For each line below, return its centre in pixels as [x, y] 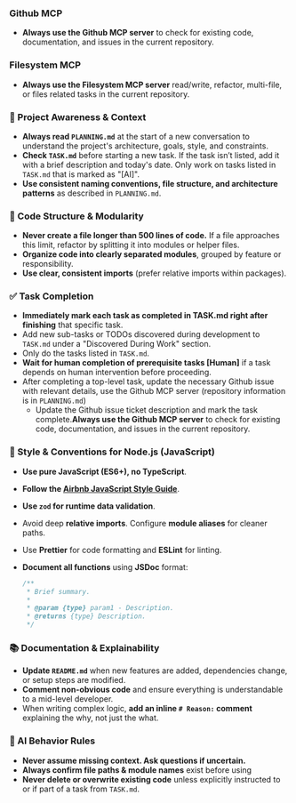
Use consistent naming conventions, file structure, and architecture [150, 183]
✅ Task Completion [52, 296]
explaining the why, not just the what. [90, 718]
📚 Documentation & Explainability [84, 647]
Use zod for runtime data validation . [88, 506]
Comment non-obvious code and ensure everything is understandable [152, 690]
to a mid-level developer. [68, 699]
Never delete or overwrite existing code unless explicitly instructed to [151, 779]
